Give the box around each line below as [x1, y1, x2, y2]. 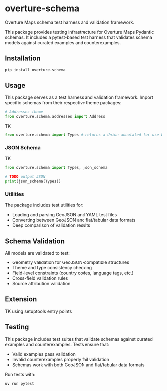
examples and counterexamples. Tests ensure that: [5, 341, 110, 347]
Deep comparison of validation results [12, 222, 91, 228]
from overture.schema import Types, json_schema [5, 165, 108, 170]
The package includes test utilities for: [5, 202, 83, 208]
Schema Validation [5, 237, 65, 245]
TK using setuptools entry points [5, 308, 72, 314]
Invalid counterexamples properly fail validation [12, 356, 109, 362]
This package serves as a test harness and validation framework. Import [5, 94, 153, 100]
